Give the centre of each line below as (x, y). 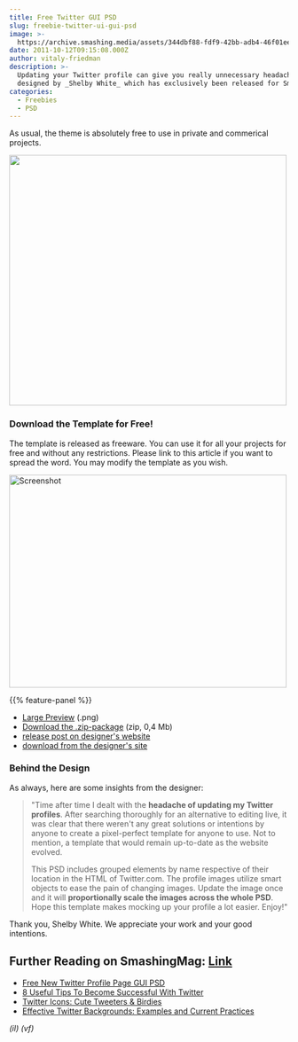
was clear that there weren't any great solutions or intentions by (147, 823)
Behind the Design (50, 768)
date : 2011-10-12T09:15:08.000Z (69, 51)
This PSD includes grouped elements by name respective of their (149, 869)
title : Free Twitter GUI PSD (63, 17)
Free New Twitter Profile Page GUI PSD (94, 983)
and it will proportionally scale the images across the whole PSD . (152, 897)
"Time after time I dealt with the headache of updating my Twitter (152, 804)
